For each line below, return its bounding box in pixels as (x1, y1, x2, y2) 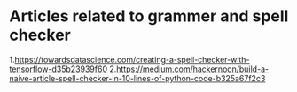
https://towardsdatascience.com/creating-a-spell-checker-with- (14, 54, 250, 65)
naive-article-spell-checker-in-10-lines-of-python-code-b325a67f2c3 (9, 73, 266, 83)
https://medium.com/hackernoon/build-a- (116, 64, 269, 74)
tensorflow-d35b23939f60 (9, 64, 108, 74)
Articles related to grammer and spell (9, 6, 289, 27)
